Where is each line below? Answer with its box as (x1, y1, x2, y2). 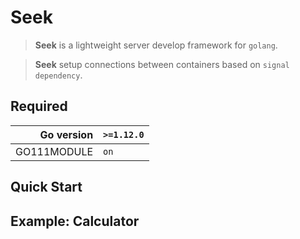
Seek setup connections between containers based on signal (34, 58, 290, 70)
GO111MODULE (15, 144, 94, 158)
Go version (39, 127, 94, 141)
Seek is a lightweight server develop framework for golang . (34, 39, 278, 51)
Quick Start (10, 179, 83, 196)
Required (10, 98, 68, 115)
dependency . (34, 69, 83, 81)
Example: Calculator (10, 212, 140, 230)
